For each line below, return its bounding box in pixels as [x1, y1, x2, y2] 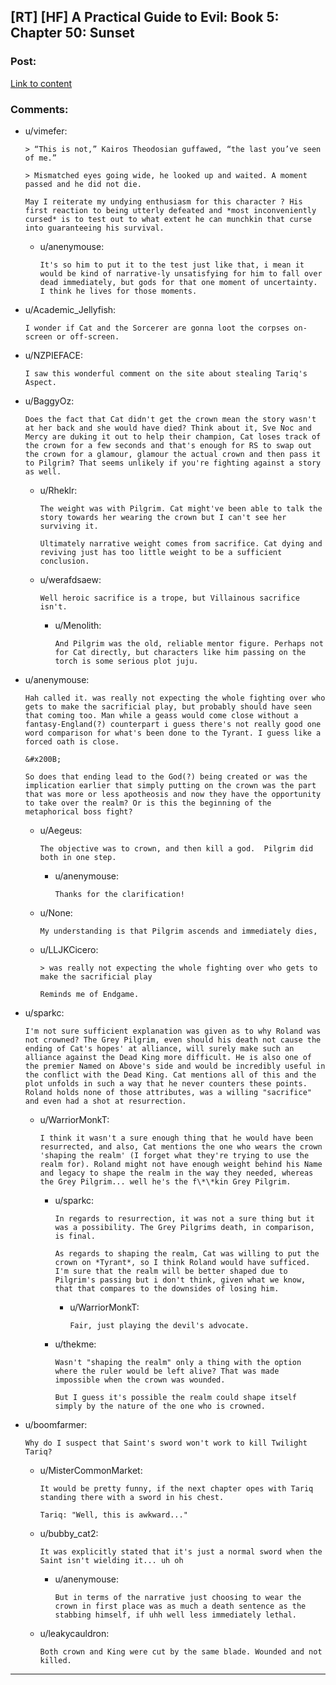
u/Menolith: [54, 619, 102, 631]
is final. [54, 1231, 96, 1241]
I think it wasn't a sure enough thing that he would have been [39, 1133, 314, 1143]
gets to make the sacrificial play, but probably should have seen [24, 701, 312, 712]
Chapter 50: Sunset [10, 25, 135, 42]
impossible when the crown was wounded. [54, 1375, 226, 1385]
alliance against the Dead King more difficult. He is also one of [24, 1052, 312, 1062]
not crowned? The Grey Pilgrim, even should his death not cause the [24, 1035, 322, 1045]
